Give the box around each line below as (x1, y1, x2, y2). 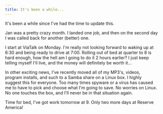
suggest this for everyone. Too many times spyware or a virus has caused (5, 80, 153, 85)
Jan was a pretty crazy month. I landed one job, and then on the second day (5, 30, 158, 35)
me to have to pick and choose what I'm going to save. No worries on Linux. (5, 84, 157, 90)
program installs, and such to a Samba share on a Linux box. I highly (5, 74, 142, 80)
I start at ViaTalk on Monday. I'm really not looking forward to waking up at (5, 44, 154, 50)
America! (5, 104, 23, 110)
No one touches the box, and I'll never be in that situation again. (5, 90, 133, 96)
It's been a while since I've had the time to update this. (5, 20, 114, 26)
